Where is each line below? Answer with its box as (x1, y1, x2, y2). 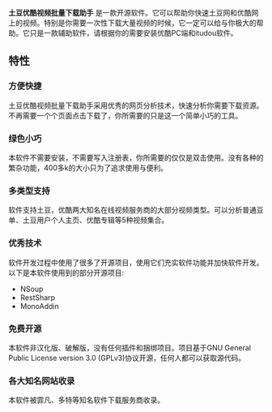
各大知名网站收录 (8, 375, 75, 386)
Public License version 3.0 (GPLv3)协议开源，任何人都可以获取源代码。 (8, 353, 246, 363)
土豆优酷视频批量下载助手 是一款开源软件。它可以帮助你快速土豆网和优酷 (8, 8, 252, 17)
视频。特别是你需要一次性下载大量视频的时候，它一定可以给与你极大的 (22, 18, 257, 28)
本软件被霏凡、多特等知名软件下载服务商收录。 (8, 395, 164, 405)
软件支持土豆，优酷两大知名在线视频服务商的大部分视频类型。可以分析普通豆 (8, 205, 264, 215)
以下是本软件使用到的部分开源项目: (8, 268, 125, 277)
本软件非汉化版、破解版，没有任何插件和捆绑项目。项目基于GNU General (8, 342, 251, 352)
